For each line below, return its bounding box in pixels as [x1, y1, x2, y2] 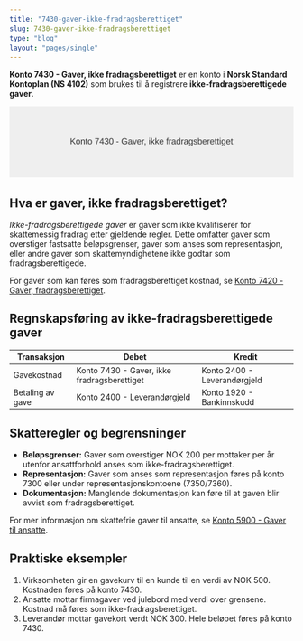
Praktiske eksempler [9, 551, 128, 566]
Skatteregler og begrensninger [9, 425, 187, 440]
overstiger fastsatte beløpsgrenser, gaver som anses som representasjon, [9, 239, 283, 250]
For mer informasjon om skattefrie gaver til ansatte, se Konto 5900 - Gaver [9, 515, 287, 526]
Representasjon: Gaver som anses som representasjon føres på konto [22, 468, 285, 479]
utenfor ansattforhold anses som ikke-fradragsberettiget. [22, 459, 234, 470]
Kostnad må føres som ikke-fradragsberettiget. [22, 604, 197, 614]
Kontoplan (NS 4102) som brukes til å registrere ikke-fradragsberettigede [9, 79, 287, 90]
